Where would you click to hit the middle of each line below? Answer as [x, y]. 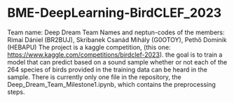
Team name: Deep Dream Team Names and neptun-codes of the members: [116, 32]
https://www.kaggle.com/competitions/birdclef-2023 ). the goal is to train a [115, 55]
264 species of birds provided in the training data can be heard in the [108, 69]
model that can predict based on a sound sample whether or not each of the [117, 62]
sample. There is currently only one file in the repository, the [94, 77]
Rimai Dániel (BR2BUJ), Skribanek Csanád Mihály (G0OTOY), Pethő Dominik [117, 39]
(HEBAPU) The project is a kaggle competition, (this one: [89, 47]
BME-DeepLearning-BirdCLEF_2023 [115, 13]
